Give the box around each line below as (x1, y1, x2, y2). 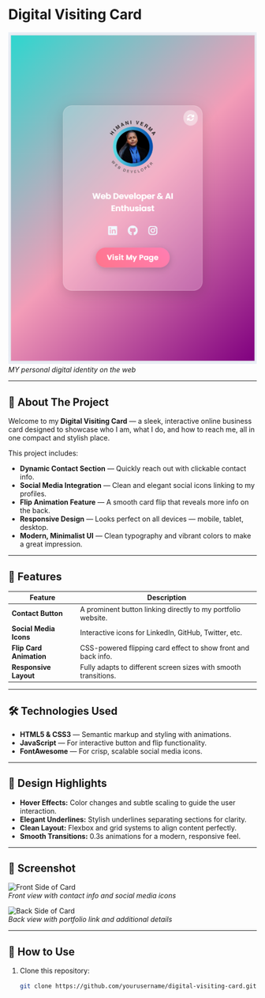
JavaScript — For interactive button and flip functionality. (19, 738, 207, 747)
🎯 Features (8, 569, 62, 583)
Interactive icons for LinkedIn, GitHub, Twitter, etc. (80, 628, 243, 637)
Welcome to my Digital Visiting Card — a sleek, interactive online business (8, 417, 252, 426)
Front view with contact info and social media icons (8, 891, 177, 901)
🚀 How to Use (8, 945, 75, 958)
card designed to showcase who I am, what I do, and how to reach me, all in (8, 425, 255, 434)
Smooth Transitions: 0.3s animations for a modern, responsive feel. (19, 831, 241, 841)
